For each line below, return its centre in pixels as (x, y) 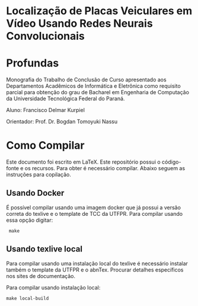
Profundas (33, 63)
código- (172, 162)
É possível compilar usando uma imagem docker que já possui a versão (93, 207)
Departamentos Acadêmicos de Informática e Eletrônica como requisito (93, 86)
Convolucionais (45, 36)
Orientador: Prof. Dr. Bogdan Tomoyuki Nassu (62, 122)
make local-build (28, 298)
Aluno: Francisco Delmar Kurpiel (45, 110)
